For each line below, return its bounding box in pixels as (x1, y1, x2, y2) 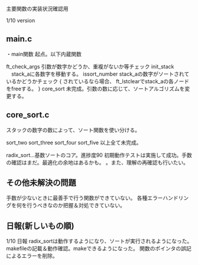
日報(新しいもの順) (6, 221, 74, 231)
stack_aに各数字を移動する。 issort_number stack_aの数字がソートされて (11, 70, 190, 77)
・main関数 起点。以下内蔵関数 (6, 50, 82, 57)
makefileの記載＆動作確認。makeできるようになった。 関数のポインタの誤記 (6, 245, 192, 252)
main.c (6, 34, 33, 44)
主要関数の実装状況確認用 (6, 5, 69, 12)
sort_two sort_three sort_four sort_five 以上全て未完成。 (6, 139, 142, 146)
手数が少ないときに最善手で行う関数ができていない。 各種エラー (6, 194, 163, 202)
